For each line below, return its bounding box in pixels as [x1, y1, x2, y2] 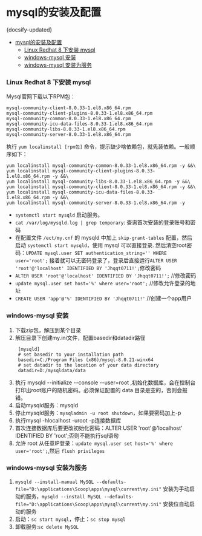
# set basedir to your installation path [18, 351, 124, 358]
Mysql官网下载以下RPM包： [6, 93, 76, 100]
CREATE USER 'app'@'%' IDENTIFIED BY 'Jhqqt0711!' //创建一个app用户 [15, 295, 192, 302]
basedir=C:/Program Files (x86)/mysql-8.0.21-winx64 [18, 356, 154, 363]
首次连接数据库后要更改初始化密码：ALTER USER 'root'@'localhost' [15, 424, 183, 432]
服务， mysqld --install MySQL [25, 492, 102, 500]
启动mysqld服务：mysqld [15, 401, 79, 409]
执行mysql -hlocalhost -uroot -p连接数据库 [15, 416, 122, 424]
